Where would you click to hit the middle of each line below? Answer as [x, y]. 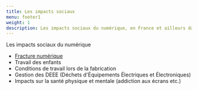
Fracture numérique [39, 56]
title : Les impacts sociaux [41, 11]
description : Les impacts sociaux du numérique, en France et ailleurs [96, 28]
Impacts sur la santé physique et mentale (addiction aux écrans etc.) [98, 81]
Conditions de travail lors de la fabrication [65, 69]
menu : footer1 [24, 17]
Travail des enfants [38, 62]
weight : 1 [18, 22]
